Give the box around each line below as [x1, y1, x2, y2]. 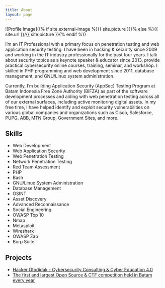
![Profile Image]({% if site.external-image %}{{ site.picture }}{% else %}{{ [5, 26, 158, 32]
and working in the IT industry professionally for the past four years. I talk [5, 51, 157, 58]
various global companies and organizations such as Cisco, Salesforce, [5, 109, 153, 116]
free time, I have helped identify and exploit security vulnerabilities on [5, 104, 150, 110]
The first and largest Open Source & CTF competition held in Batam [12, 272, 152, 278]
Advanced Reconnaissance [12, 202, 69, 208]
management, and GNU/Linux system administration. [5, 73, 115, 79]
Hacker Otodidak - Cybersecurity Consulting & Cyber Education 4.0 [12, 267, 153, 273]
